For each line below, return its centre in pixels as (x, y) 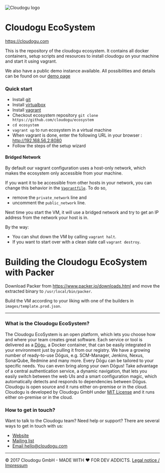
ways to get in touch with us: (34, 426)
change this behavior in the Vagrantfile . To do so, (56, 188)
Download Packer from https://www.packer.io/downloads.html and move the (82, 286)
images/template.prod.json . (33, 306)
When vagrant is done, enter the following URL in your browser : (77, 135)
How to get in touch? (30, 410)
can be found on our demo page (38, 76)
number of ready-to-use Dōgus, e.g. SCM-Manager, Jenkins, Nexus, (74, 355)
